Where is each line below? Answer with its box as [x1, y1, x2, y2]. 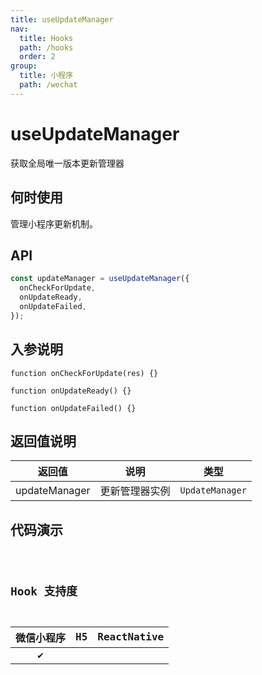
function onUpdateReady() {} [10, 386, 132, 396]
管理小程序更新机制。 [10, 217, 98, 230]
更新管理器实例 [99, 484, 171, 498]
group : [10, 61, 38, 71]
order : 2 [19, 52, 56, 62]
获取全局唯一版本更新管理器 [10, 157, 125, 169]
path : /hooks [19, 42, 74, 53]
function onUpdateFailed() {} [10, 403, 137, 413]
